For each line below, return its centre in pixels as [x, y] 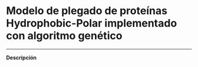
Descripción [22, 58]
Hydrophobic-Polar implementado [92, 23]
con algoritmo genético [64, 36]
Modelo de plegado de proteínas [87, 11]
